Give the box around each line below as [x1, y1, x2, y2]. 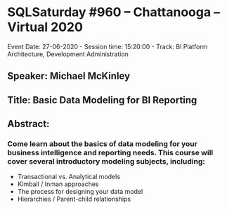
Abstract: [7, 118, 50, 130]
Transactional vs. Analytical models [17, 173, 121, 181]
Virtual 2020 [7, 19, 83, 35]
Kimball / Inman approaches [17, 180, 99, 188]
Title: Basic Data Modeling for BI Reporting [7, 94, 197, 106]
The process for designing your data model [17, 188, 143, 196]
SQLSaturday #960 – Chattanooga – [7, 4, 220, 20]
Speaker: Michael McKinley [7, 70, 131, 82]
